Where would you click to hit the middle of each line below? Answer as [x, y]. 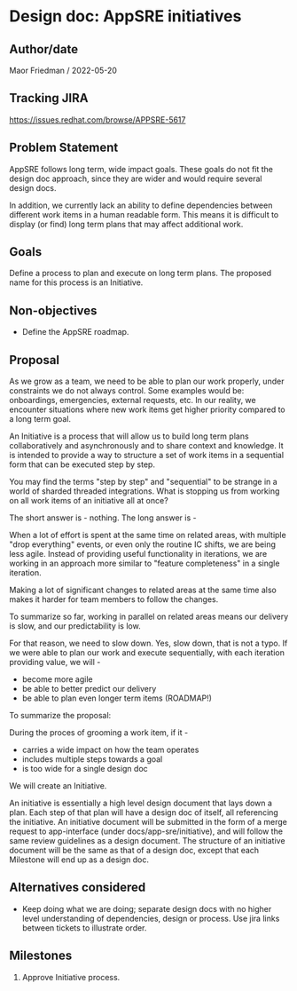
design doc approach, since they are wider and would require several [136, 178]
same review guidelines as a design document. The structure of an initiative [147, 841]
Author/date [43, 49]
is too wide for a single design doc [85, 769]
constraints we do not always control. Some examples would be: [127, 391]
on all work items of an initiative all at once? [89, 501]
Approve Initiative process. [71, 977]
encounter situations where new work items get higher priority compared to [147, 409]
